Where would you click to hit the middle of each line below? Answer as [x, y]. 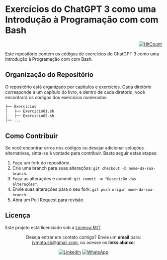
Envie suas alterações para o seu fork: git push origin [69, 189]
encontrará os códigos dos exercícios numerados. [56, 97]
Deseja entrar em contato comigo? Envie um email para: [83, 237]
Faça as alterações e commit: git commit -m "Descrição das [74, 179]
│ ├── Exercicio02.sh [30, 116]
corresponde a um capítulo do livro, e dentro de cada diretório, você [75, 92]
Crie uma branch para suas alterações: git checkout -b [69, 168]
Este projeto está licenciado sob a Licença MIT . [53, 227]
